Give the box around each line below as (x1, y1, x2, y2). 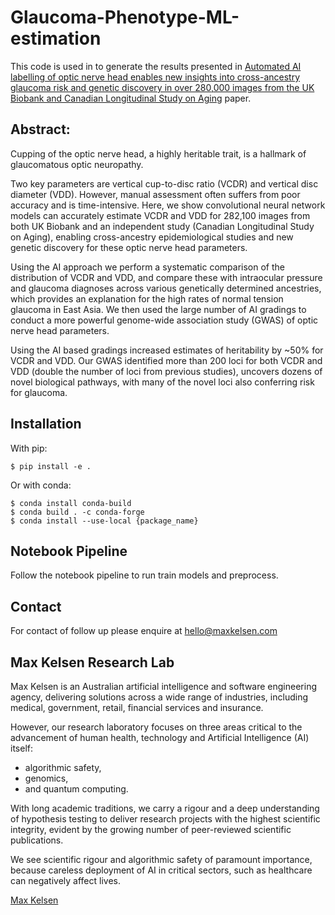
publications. (10, 834, 64, 846)
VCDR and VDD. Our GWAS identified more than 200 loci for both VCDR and (10, 354, 323, 366)
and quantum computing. (24, 783, 129, 795)
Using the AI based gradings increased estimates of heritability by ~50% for (10, 344, 324, 356)
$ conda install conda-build (10, 498, 132, 508)
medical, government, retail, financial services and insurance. (10, 702, 264, 713)
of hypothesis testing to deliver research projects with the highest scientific (10, 813, 321, 825)
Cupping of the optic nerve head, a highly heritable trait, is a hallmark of (10, 147, 307, 160)
